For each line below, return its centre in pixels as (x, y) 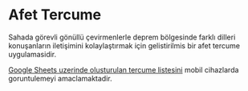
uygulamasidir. (33, 54)
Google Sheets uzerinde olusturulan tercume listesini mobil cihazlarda (124, 69)
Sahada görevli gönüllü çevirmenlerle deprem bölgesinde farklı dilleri (122, 37)
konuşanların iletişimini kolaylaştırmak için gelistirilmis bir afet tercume (124, 45)
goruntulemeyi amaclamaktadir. (60, 78)
